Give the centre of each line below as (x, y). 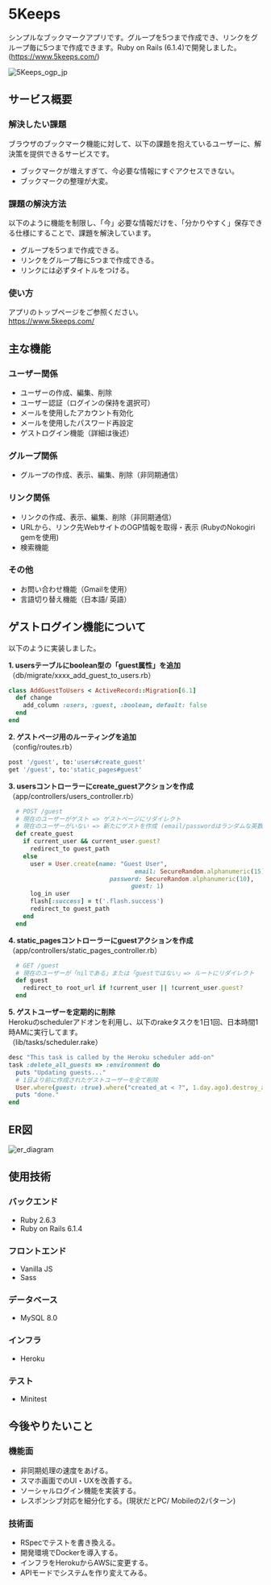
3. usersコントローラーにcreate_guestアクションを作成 (101, 786)
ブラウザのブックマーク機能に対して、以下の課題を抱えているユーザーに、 (131, 144)
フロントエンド (38, 1250)
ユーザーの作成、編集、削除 (66, 393)
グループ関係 (33, 456)
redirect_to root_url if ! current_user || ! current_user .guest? (133, 988)
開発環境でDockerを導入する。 (71, 1552)
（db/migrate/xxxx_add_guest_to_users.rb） (82, 675)
